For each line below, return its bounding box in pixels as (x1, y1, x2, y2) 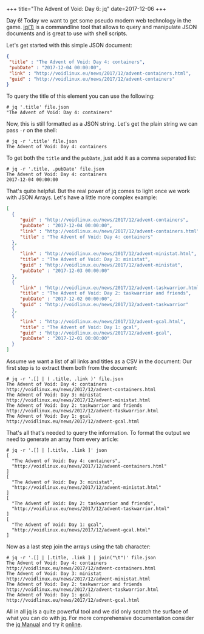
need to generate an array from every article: (6, 435, 119, 443)
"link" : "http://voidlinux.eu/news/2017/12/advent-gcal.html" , (19, 318, 186, 324)
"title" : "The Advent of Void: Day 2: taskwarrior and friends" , (19, 290, 191, 296)
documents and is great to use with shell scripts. (6, 30, 127, 37)
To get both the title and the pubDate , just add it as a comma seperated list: (6, 154, 197, 162)
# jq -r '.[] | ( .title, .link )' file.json (6, 376, 123, 382)
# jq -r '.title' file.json (6, 138, 78, 145)
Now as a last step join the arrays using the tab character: (6, 543, 151, 550)
